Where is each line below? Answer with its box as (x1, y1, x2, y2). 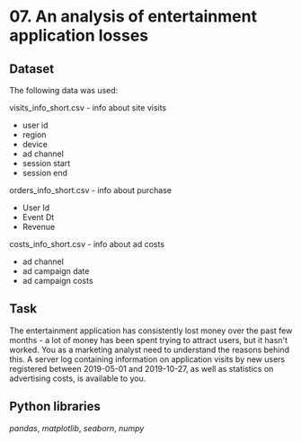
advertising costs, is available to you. (9, 373, 146, 384)
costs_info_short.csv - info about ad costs (9, 239, 164, 249)
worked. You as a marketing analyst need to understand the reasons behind (9, 344, 290, 355)
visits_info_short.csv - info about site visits (9, 102, 167, 113)
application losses (9, 25, 149, 46)
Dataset (9, 61, 55, 76)
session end (22, 168, 68, 178)
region (22, 129, 47, 140)
